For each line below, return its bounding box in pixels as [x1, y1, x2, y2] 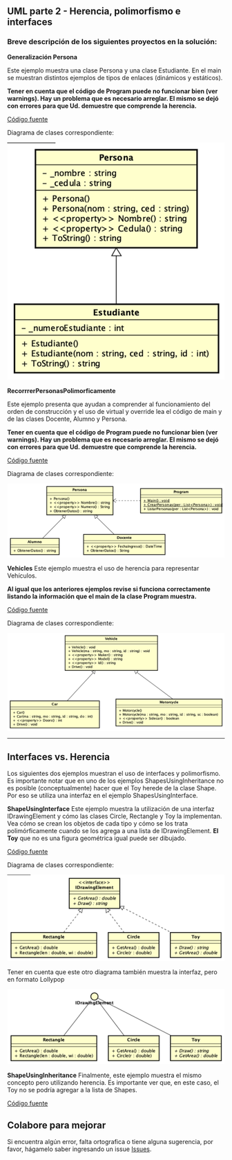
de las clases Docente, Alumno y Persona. [7, 415, 128, 423]
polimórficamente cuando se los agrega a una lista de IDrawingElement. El [7, 827, 219, 835]
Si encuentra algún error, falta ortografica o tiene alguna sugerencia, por [7, 1138, 214, 1146]
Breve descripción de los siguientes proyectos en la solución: [7, 37, 217, 47]
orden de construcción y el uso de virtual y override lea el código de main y [7, 407, 222, 415]
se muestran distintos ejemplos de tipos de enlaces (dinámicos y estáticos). [7, 73, 223, 82]
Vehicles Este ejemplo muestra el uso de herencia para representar [7, 564, 200, 572]
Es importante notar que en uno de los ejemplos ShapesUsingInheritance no [7, 777, 224, 785]
